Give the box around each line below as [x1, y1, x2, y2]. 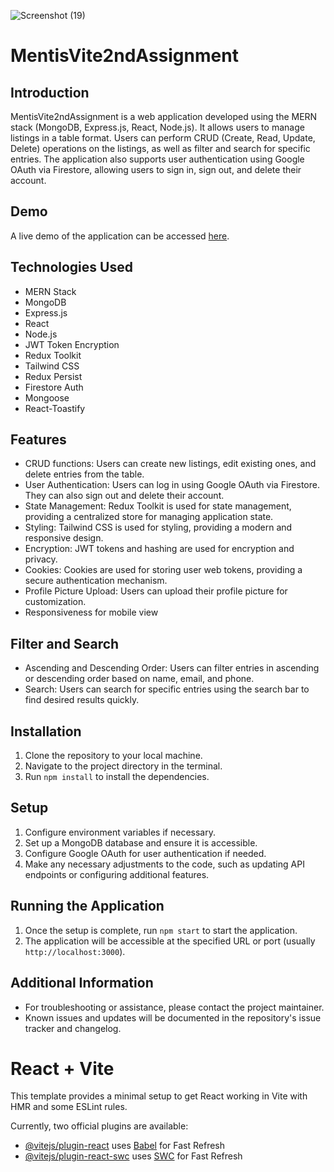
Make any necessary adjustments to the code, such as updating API [24, 858, 305, 870]
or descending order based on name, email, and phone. [24, 673, 255, 685]
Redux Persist [24, 370, 83, 382]
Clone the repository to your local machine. [24, 750, 203, 762]
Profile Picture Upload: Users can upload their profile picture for [24, 585, 288, 597]
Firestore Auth [24, 381, 84, 393]
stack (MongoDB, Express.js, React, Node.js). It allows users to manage [10, 121, 305, 133]
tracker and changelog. [24, 1022, 122, 1034]
